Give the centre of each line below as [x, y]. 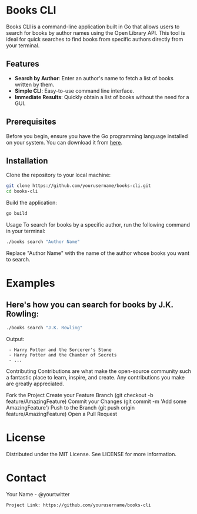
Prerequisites [31, 122]
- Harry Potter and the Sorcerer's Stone [60, 350]
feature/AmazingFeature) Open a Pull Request [62, 414]
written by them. [34, 84]
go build [17, 214]
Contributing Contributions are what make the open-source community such [99, 371]
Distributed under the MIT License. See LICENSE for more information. [91, 454]
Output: [15, 339]
